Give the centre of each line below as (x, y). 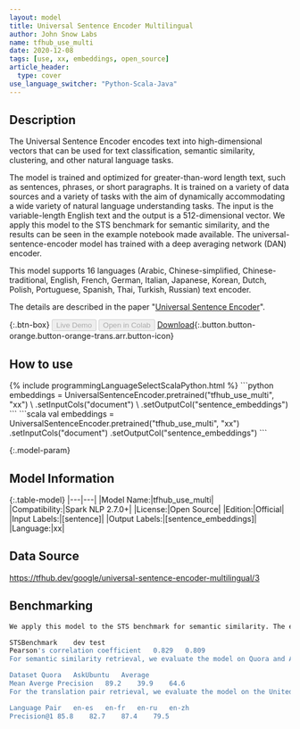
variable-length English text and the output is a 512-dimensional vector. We (147, 216)
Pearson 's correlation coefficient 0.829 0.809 (107, 651)
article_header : (39, 68)
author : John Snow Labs (54, 34)
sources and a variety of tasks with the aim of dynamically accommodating (147, 196)
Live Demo (74, 325)
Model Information (62, 478)
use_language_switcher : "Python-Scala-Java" (93, 84)
